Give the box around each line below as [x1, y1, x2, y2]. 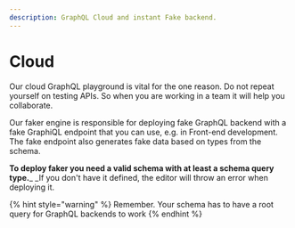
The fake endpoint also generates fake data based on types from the [9, 135, 262, 147]
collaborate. [9, 100, 53, 110]
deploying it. [9, 182, 55, 192]
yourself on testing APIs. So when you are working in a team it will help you [9, 90, 285, 101]
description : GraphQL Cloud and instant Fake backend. [9, 12, 217, 22]
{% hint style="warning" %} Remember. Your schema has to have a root [9, 199, 275, 209]
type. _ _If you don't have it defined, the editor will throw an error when [9, 172, 269, 183]
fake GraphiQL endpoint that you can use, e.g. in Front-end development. [9, 126, 278, 137]
